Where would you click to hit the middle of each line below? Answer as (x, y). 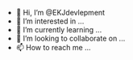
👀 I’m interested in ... (50, 21)
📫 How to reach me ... (53, 47)
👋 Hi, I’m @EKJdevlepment (60, 13)
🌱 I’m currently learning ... (59, 30)
